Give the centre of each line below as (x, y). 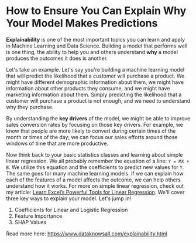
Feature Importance (38, 216)
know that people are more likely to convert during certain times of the (91, 131)
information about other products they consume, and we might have (88, 88)
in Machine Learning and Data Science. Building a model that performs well (97, 46)
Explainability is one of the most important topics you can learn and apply (96, 39)
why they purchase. (30, 107)
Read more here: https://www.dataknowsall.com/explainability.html (87, 234)
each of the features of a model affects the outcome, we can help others (94, 180)
